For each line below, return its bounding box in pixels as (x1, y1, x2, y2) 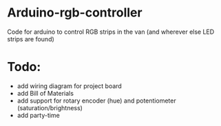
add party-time (17, 111, 60, 119)
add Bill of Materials (17, 89, 74, 97)
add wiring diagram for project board (17, 81, 122, 90)
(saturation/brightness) (17, 103, 83, 112)
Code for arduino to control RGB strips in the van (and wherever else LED (7, 28, 215, 36)
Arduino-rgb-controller (7, 5, 143, 21)
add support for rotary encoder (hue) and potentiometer (17, 96, 177, 105)
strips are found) (7, 34, 55, 43)
